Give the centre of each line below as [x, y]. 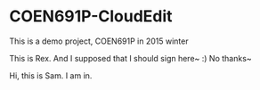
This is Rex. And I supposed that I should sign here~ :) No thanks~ [130, 58]
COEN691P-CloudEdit [91, 16]
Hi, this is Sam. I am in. [51, 75]
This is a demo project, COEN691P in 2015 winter [99, 41]
